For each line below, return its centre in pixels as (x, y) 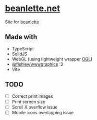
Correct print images (32, 96)
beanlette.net (32, 8)
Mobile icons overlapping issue (43, 112)
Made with (21, 37)
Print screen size (29, 102)
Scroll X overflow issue (35, 107)
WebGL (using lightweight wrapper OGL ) (52, 59)
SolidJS (19, 54)
